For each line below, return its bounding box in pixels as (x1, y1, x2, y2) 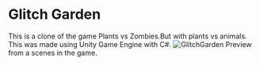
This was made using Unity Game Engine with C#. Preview (8, 39, 252, 49)
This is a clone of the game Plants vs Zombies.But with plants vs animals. (8, 31, 247, 41)
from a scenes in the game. (8, 48, 97, 57)
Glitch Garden (8, 5, 101, 23)
